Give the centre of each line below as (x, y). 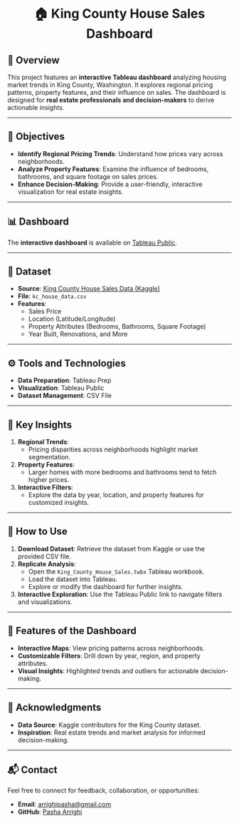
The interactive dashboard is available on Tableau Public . (92, 242)
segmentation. (49, 457)
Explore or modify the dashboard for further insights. (106, 586)
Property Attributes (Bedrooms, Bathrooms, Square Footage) (117, 327)
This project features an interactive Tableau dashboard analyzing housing (117, 77)
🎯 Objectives (36, 137)
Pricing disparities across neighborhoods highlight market (113, 449)
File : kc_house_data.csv (52, 296)
